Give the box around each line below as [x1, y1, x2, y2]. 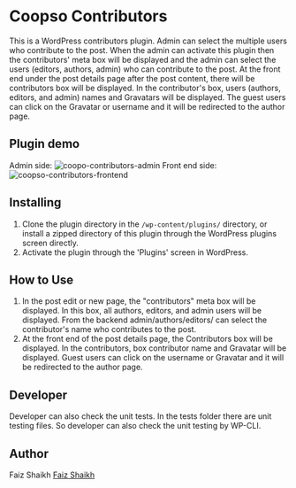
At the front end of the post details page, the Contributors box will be [21, 334, 274, 345]
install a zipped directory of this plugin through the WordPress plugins [21, 228, 277, 238]
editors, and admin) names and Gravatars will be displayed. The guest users [9, 91, 286, 103]
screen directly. [21, 237, 80, 248]
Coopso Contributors [9, 6, 168, 27]
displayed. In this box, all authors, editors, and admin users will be [21, 306, 262, 316]
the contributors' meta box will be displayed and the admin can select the [9, 54, 277, 65]
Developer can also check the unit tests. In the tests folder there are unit [9, 411, 272, 422]
